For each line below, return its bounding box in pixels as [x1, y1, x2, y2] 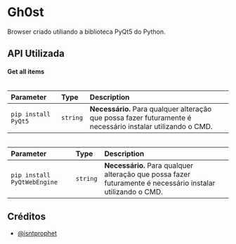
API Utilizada [7, 48, 65, 60]
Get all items [7, 67, 45, 76]
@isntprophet [17, 229, 58, 238]
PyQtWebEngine [11, 178, 58, 186]
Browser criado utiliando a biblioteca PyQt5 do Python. [7, 27, 166, 36]
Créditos [7, 210, 46, 222]
